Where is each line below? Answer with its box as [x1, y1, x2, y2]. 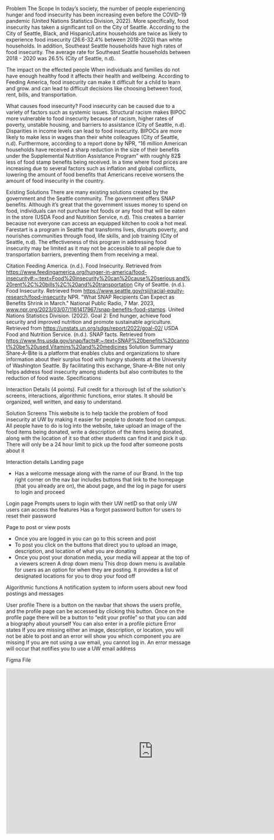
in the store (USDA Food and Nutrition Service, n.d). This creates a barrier [6, 214, 184, 221]
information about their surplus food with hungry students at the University [6, 356, 187, 363]
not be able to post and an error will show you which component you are [6, 633, 181, 639]
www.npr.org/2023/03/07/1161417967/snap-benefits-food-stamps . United [6, 306, 184, 313]
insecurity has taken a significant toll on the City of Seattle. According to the [6, 23, 190, 31]
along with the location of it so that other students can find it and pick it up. [6, 435, 187, 442]
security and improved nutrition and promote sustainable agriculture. [6, 319, 172, 325]
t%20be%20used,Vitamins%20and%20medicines [6, 343, 128, 350]
